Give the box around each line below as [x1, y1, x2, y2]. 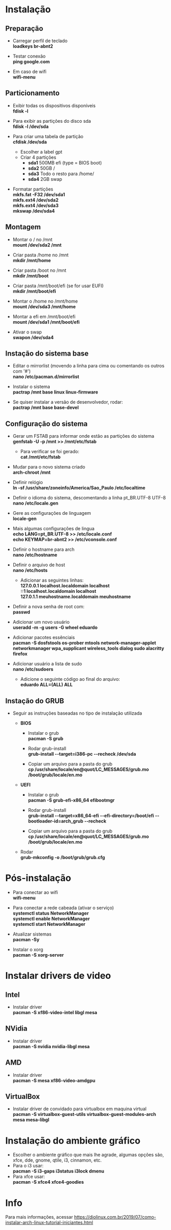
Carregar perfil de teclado [12, 38, 68, 44]
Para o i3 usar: [12, 1163, 44, 1169]
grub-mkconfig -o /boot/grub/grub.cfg [20, 854, 105, 861]
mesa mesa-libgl [12, 1116, 50, 1123]
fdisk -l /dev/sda [12, 123, 49, 129]
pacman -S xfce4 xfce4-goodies [12, 1179, 84, 1185]
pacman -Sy [12, 937, 40, 942]
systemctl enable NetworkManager [12, 916, 90, 922]
